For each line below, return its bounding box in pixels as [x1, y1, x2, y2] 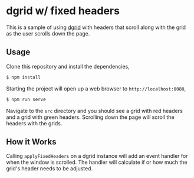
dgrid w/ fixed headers [6, 4, 120, 18]
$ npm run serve [6, 96, 46, 102]
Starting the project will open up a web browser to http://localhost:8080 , [6, 85, 186, 92]
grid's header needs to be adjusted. [6, 165, 93, 172]
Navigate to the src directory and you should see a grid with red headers [6, 107, 183, 114]
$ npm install [6, 74, 41, 80]
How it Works [6, 137, 57, 147]
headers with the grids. [6, 119, 63, 127]
